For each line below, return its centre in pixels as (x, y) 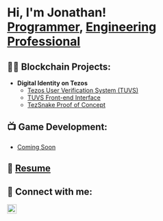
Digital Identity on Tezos (52, 83)
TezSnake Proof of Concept (66, 105)
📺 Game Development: (57, 127)
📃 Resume (29, 168)
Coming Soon (36, 147)
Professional (44, 42)
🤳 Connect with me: (50, 191)
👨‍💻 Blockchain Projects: (59, 67)
